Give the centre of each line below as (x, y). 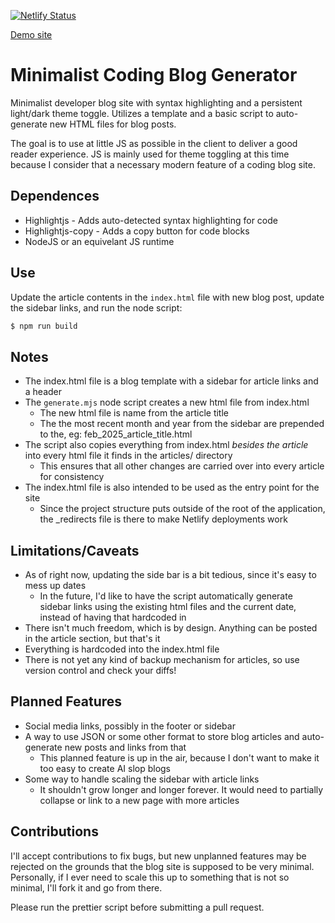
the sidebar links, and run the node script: (96, 307)
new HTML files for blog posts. (113, 124)
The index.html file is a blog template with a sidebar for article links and (171, 381)
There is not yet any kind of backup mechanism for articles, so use (162, 660)
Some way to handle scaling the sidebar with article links (142, 779)
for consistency (72, 477)
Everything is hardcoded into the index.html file (122, 649)
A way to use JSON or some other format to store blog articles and (162, 736)
